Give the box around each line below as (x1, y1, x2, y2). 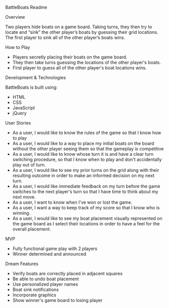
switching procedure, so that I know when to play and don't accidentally (12, 156, 162, 162)
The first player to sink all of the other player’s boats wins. (5, 35, 125, 40)
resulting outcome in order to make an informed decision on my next (12, 172, 155, 178)
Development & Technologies (5, 75, 66, 80)
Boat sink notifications (12, 287, 59, 292)
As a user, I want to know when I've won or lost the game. (12, 199, 132, 205)
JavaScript (12, 105, 35, 110)
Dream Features (5, 261, 39, 267)
